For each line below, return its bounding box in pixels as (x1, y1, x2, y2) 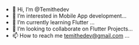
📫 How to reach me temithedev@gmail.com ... (12, 32, 130, 39)
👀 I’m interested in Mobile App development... (12, 12, 127, 19)
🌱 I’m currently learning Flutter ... (12, 19, 95, 26)
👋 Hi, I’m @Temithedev (12, 6, 69, 13)
